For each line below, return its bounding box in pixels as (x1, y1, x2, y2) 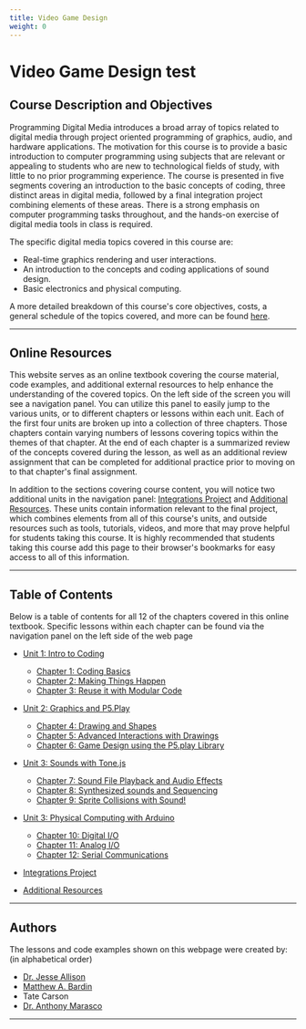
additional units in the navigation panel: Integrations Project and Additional (9, 494, 289, 504)
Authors (9, 920, 57, 935)
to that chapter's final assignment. (9, 466, 138, 477)
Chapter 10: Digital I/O (36, 830, 119, 841)
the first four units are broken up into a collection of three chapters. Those (9, 418, 288, 429)
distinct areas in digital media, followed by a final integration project (9, 189, 263, 201)
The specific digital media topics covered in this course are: (9, 236, 234, 247)
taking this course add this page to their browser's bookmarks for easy (9, 542, 276, 553)
